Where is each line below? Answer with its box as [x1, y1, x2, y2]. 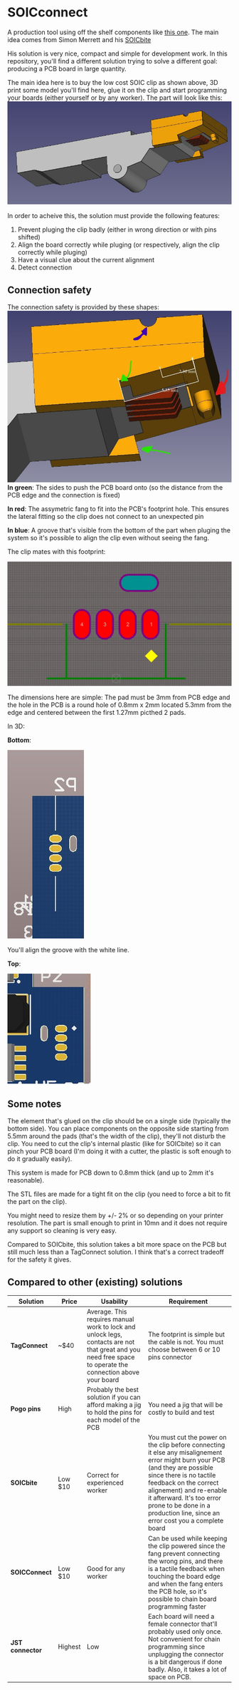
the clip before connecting [148, 1441, 225, 1449]
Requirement [169, 1297, 208, 1305]
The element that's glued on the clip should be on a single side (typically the [7, 1117, 231, 1125]
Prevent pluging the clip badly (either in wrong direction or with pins [17, 225, 217, 234]
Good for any [86, 1564, 126, 1572]
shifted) [17, 233, 41, 242]
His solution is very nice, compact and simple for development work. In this [7, 49, 228, 58]
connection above [86, 1368, 140, 1376]
